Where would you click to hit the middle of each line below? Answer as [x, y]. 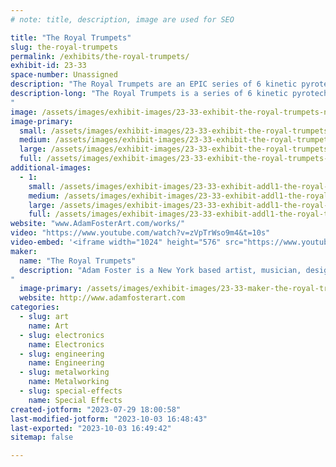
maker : [24, 251]
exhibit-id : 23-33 [48, 66]
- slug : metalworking [64, 372]
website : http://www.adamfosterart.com [102, 298]
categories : [35, 307]
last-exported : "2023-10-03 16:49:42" [91, 428]
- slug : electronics [62, 335]
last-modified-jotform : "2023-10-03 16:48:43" [109, 419]
